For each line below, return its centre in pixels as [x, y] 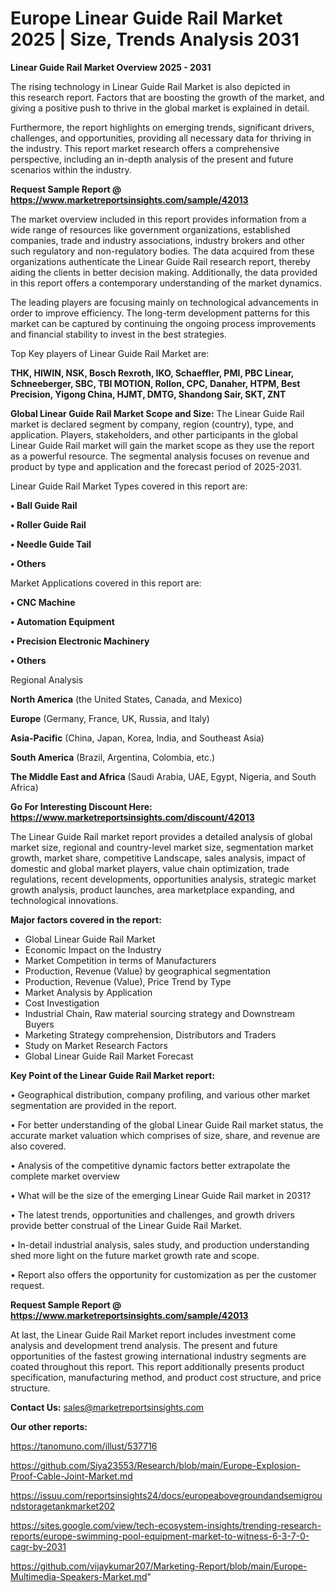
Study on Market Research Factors [96, 1045]
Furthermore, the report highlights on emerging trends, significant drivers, [162, 127]
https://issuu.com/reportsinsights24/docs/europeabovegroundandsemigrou [166, 1495]
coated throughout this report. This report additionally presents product [157, 1366]
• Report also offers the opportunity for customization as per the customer [163, 1274]
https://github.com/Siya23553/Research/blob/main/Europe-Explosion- [155, 1465]
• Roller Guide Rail [48, 524]
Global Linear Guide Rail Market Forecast [109, 1056]
